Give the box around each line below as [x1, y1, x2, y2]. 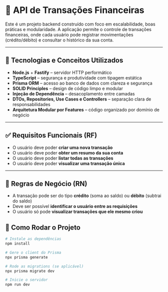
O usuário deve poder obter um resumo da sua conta [12, 149, 123, 155]
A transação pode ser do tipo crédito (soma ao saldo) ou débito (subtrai [12, 192, 161, 199]
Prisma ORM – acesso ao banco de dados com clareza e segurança [12, 80, 152, 86]
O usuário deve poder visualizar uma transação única [12, 160, 125, 166]
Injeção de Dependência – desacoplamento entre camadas [12, 90, 135, 96]
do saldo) [12, 198, 32, 204]
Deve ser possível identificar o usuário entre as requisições [12, 203, 137, 209]
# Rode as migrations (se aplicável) [5, 263, 84, 269]
